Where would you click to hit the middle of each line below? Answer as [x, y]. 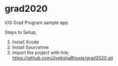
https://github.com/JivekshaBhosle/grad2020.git [63, 57]
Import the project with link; [41, 52]
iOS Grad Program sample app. [37, 22]
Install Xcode [25, 42]
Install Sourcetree [30, 47]
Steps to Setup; [21, 32]
